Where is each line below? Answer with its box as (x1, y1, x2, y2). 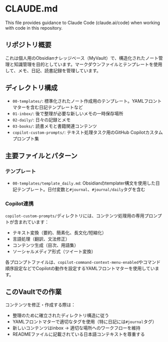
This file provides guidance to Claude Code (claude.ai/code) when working (5, 20, 160, 26)
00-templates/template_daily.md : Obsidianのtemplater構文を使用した (12, 180, 156, 186)
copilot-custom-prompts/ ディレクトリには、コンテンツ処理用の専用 (5, 213, 144, 219)
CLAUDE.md (5, 3, 58, 15)
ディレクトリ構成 (5, 84, 58, 92)
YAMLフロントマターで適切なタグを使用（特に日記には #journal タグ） (12, 319, 157, 325)
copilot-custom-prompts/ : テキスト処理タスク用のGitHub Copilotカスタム (12, 129, 163, 135)
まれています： (18, 219, 49, 225)
